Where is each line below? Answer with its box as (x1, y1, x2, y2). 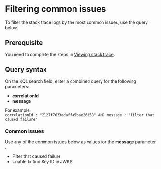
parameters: (5, 83, 29, 89)
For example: (5, 108, 31, 113)
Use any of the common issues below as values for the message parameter (5, 139, 156, 145)
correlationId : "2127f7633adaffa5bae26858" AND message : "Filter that (5, 112, 155, 117)
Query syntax (5, 65, 47, 74)
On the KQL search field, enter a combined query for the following (5, 78, 136, 84)
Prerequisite (5, 39, 43, 47)
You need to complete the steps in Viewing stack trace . (5, 51, 115, 57)
